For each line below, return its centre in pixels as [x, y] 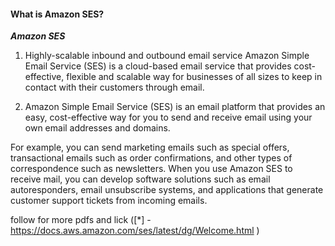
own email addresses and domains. [97, 128]
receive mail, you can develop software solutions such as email [140, 179]
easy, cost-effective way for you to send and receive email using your [168, 117]
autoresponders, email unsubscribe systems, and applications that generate [167, 190]
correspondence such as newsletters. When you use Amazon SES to [151, 169]
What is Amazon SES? [57, 14]
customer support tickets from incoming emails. [109, 201]
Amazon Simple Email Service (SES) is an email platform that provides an [175, 107]
